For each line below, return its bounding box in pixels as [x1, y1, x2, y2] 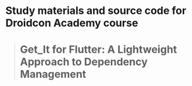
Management [19, 68, 87, 81]
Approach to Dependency [19, 55, 148, 69]
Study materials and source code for [5, 4, 187, 17]
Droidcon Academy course [5, 16, 139, 30]
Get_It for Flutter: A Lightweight [19, 43, 177, 56]
